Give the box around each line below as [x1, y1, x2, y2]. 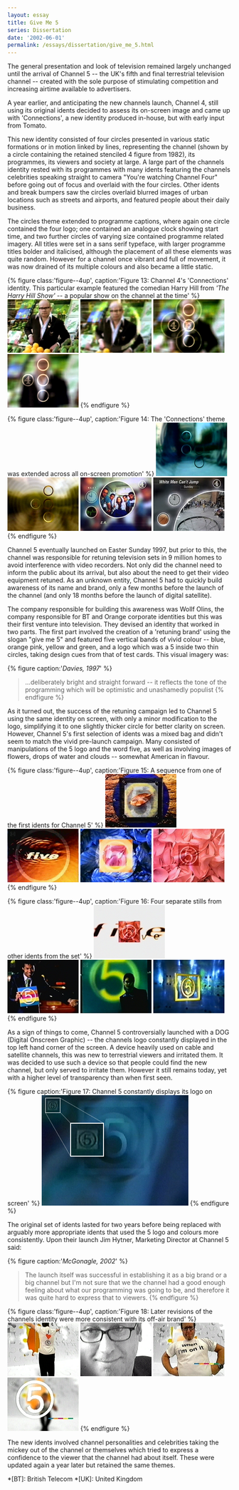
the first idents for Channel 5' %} [7, 821, 104, 829]
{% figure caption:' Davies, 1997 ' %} [7, 664, 112, 673]
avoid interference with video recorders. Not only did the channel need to [7, 561, 223, 569]
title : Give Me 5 [7, 19, 59, 26]
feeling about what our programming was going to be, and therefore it [24, 1286, 230, 1295]
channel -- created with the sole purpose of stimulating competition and [7, 77, 219, 86]
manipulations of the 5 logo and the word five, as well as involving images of [7, 745, 231, 753]
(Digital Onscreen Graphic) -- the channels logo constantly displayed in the [7, 1035, 228, 1044]
